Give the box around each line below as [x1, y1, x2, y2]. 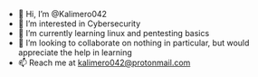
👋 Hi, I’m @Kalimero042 [17, 9, 107, 19]
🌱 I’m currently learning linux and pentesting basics [17, 28, 210, 38]
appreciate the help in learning [17, 47, 133, 58]
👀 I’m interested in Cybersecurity [17, 18, 141, 29]
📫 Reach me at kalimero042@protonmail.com [17, 57, 191, 68]
